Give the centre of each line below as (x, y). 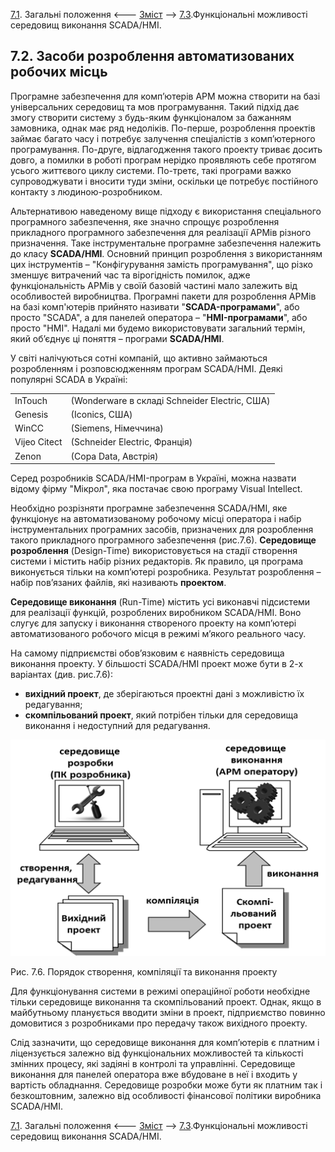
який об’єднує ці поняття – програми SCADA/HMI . (117, 338)
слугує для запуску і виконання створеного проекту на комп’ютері (153, 623)
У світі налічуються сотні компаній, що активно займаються (139, 358)
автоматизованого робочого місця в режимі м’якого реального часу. (158, 634)
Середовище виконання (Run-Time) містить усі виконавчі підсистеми (160, 602)
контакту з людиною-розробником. (86, 191)
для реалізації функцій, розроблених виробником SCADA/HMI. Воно (156, 613)
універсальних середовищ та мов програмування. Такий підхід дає (155, 106)
